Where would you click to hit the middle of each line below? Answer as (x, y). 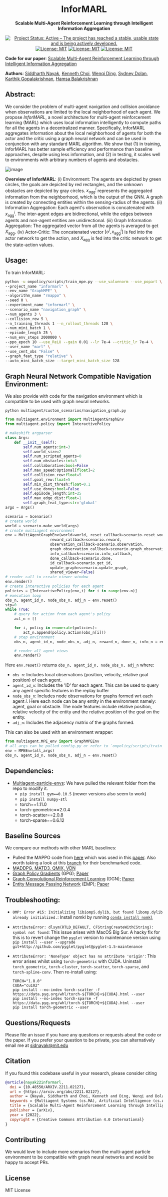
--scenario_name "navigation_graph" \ (45, 309)
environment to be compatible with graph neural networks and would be (79, 1157)
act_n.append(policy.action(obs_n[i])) (65, 632)
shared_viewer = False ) (72, 572)
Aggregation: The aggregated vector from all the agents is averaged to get (82, 226)
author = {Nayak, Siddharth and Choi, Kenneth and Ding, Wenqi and (81, 1096)
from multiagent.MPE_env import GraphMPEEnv (52, 741)
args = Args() (20, 508)
